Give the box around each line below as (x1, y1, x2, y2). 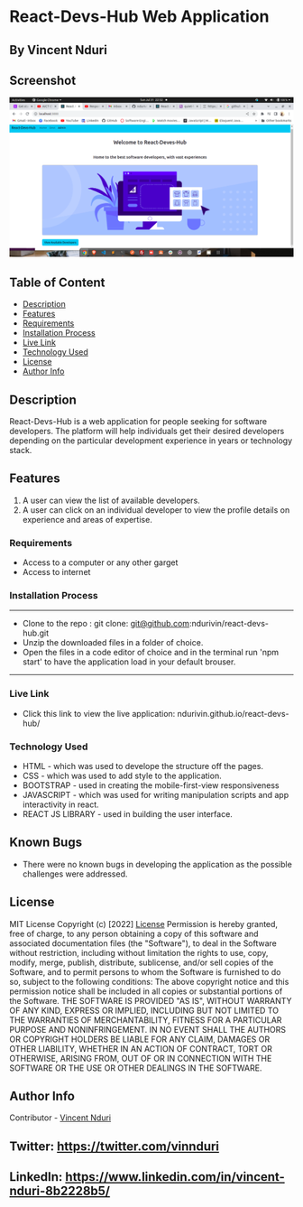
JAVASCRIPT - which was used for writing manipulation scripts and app (22, 790, 289, 801)
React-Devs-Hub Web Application (9, 6, 270, 27)
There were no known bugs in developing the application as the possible (22, 859, 293, 869)
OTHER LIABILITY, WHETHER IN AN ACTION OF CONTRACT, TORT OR (9, 1043, 272, 1054)
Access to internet (22, 567, 91, 578)
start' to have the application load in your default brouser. (22, 656, 236, 667)
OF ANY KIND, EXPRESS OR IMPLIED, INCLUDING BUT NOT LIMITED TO (9, 1005, 280, 1016)
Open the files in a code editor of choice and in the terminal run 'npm (22, 647, 280, 658)
